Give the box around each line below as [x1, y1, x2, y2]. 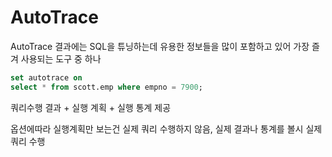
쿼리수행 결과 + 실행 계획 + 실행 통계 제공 [10, 101, 172, 113]
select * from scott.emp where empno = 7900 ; [10, 82, 203, 92]
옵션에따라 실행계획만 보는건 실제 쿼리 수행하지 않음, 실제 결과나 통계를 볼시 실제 [10, 122, 323, 135]
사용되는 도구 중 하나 [20, 52, 102, 65]
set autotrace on [10, 72, 83, 83]
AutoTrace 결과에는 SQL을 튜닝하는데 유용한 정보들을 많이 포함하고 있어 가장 [10, 40, 310, 52]
